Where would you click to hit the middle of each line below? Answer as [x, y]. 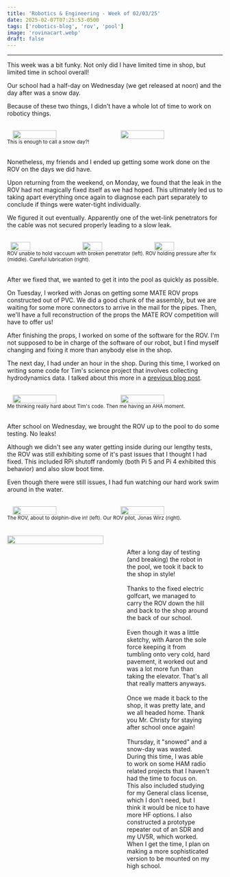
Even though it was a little [163, 633]
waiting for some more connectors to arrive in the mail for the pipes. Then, [112, 308]
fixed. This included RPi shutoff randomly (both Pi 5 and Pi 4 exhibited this [112, 462]
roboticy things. [29, 113]
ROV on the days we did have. [50, 170]
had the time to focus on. [162, 778]
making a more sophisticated [167, 852]
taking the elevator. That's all [167, 676]
